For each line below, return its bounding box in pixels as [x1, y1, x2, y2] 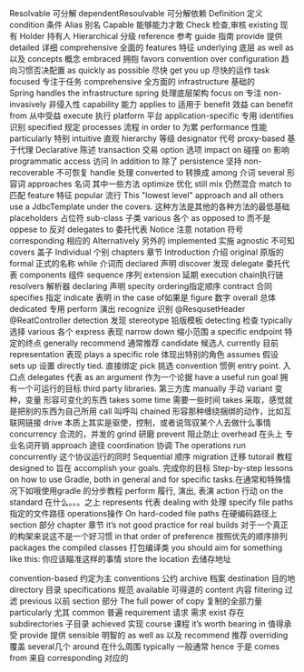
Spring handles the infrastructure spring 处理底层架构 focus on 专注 [9, 87, 262, 98]
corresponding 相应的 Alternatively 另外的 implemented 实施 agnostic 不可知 [9, 236, 295, 246]
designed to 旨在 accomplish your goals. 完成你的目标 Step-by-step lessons [9, 463, 293, 473]
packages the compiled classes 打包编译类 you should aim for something [9, 542, 283, 553]
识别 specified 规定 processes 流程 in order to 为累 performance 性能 [9, 122, 268, 132]
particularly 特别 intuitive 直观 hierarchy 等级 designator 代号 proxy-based [9, 133, 286, 144]
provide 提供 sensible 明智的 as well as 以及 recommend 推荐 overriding [19, 630, 289, 640]
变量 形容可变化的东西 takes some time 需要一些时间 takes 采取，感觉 [25, 395, 286, 405]
